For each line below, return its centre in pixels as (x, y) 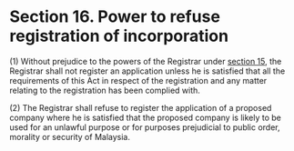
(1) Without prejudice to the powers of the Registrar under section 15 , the (146, 61)
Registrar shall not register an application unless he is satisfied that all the (147, 71)
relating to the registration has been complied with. (105, 90)
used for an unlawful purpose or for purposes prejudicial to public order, (145, 127)
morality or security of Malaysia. (70, 136)
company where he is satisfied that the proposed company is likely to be (146, 117)
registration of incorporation (119, 36)
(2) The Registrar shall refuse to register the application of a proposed (141, 107)
